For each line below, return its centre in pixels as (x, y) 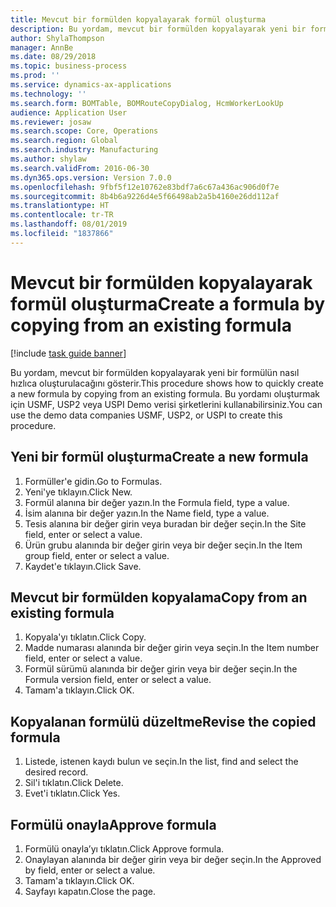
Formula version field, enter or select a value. (118, 680)
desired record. (56, 772)
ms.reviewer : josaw (51, 122)
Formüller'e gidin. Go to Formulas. (93, 481)
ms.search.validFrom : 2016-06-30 (80, 168)
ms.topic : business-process (69, 66)
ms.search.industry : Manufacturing (84, 150)
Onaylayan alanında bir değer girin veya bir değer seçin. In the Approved (173, 859)
